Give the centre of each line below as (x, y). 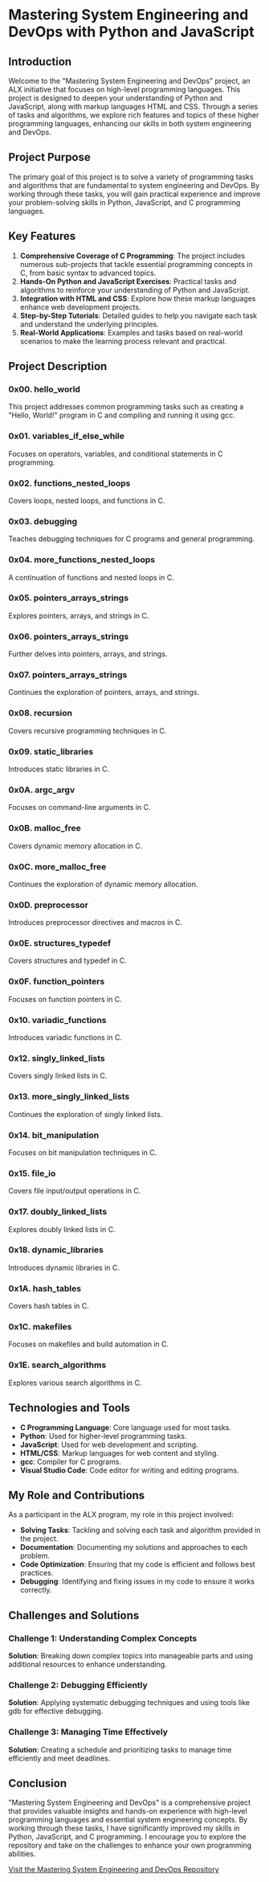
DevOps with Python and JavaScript (131, 32)
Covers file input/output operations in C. (75, 1191)
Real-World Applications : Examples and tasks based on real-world (131, 332)
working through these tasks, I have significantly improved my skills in (124, 1828)
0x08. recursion (40, 713)
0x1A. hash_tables (45, 1288)
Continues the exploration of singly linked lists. (86, 1114)
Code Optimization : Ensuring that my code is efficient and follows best (137, 1564)
